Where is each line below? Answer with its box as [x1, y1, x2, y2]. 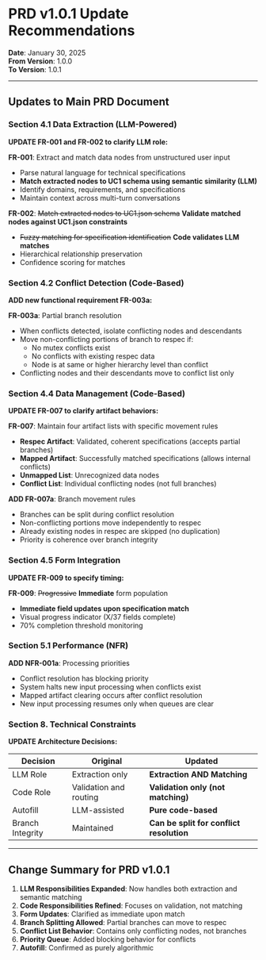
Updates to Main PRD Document [8, 95, 170, 109]
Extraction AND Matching [149, 769, 248, 780]
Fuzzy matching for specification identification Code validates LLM [19, 232, 240, 242]
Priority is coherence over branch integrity [19, 535, 158, 544]
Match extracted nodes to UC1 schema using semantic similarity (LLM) [19, 176, 257, 186]
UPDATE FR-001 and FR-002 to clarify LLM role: [8, 136, 169, 147]
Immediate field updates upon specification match [19, 604, 190, 613]
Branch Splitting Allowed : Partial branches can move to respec [19, 917, 227, 927]
